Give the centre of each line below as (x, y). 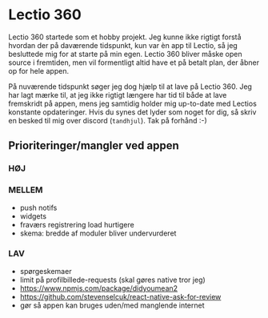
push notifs (38, 207)
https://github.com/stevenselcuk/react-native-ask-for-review (120, 296)
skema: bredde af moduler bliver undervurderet (98, 233)
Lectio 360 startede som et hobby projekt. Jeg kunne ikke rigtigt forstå (125, 37)
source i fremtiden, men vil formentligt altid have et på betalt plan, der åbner (134, 62)
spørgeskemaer (46, 271)
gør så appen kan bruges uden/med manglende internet (112, 305)
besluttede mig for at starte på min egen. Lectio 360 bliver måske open (125, 54)
